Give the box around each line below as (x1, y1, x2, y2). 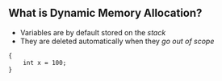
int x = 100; (23, 59, 67, 67)
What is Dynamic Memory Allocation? (8, 6, 203, 20)
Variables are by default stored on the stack (19, 27, 166, 37)
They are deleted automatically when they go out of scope (19, 36, 215, 46)
